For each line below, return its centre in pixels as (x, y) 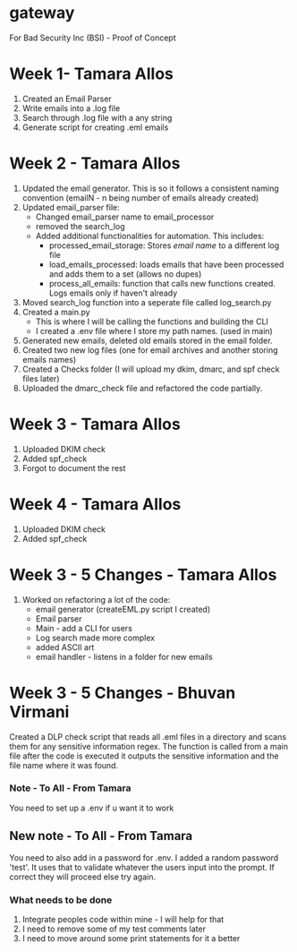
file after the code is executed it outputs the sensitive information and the (144, 756)
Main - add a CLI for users (84, 628)
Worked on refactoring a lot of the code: (96, 599)
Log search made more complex (95, 638)
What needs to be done (61, 900)
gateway (42, 13)
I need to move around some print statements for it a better (131, 938)
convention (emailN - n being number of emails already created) (140, 197)
